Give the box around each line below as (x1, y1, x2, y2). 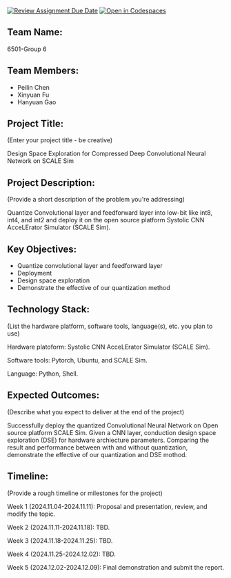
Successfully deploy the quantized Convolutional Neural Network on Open (7, 421, 219, 430)
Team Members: (7, 65, 79, 77)
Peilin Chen (17, 83, 50, 91)
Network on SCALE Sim (7, 157, 74, 165)
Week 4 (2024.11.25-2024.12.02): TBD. (7, 550, 116, 558)
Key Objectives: (7, 243, 77, 255)
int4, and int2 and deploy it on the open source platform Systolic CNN (7, 216, 205, 224)
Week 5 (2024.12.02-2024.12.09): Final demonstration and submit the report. (7, 563, 225, 571)
